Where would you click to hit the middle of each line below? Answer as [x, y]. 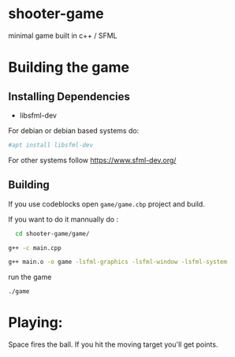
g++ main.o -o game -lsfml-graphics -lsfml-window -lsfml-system [117, 262]
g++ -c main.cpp [35, 248]
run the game [30, 277]
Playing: [35, 323]
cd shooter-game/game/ [52, 233]
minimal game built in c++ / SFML [63, 35]
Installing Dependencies [69, 97]
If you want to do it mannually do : [63, 219]
